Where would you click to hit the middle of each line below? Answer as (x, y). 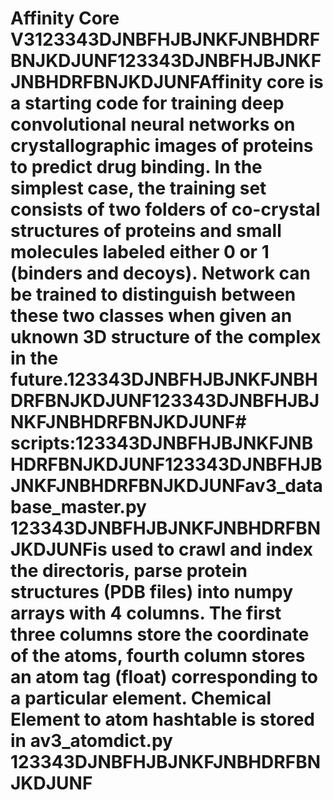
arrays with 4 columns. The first (146, 613)
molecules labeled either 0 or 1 (140, 252)
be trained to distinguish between (153, 294)
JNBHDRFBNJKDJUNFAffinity (136, 82)
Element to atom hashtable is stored (162, 719)
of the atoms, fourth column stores (158, 656)
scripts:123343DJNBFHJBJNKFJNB (162, 443)
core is (295, 82)
